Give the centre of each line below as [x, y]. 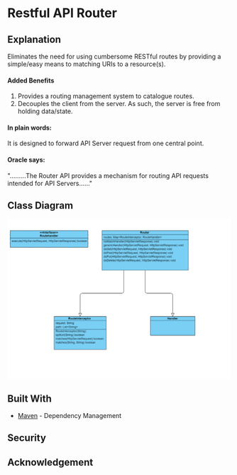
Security [27, 438]
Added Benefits [31, 80]
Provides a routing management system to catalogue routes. [106, 96]
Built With [29, 398]
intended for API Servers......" [50, 183]
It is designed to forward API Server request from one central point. [106, 143]
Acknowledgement [50, 462]
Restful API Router [62, 13]
